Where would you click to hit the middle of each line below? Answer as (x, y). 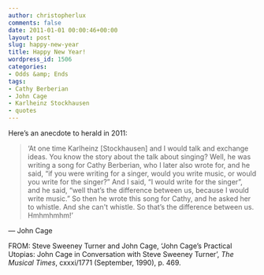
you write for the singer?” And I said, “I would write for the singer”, (135, 182)
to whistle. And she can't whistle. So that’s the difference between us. (141, 207)
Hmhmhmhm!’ (50, 215)
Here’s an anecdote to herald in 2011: (68, 133)
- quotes (22, 111)
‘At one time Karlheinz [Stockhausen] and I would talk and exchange (138, 148)
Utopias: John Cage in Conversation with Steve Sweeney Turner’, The (121, 254)
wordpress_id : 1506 (40, 60)
